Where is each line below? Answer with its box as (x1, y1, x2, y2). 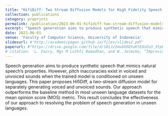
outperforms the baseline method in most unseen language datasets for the (5, 89, 161, 95)
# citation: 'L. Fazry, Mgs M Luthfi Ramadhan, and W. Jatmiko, (5, 49, 142, 54)
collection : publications (5, 12, 59, 17)
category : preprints (5, 16, 48, 21)
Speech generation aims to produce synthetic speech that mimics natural (5, 63, 156, 69)
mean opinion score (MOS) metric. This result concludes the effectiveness (5, 94, 158, 100)
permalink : (5, 21, 28, 26)
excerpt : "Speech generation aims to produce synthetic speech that (5, 26, 151, 31)
